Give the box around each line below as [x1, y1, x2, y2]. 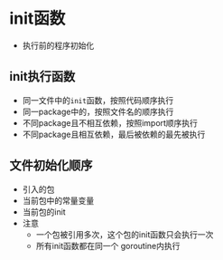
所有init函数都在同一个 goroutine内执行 [35, 240, 181, 251]
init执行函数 [9, 69, 76, 84]
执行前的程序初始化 [22, 40, 95, 51]
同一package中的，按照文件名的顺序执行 [22, 106, 174, 117]
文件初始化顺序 [9, 158, 93, 173]
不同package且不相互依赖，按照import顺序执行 [22, 117, 199, 128]
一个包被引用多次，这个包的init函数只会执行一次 [35, 228, 214, 240]
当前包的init [22, 206, 66, 217]
